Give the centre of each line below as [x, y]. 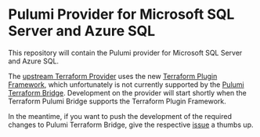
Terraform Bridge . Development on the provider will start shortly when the [127, 92]
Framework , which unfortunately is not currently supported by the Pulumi [126, 85]
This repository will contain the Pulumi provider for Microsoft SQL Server [125, 52]
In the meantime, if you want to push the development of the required [120, 116]
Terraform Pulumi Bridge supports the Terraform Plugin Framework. [117, 101]
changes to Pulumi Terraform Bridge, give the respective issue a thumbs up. [131, 124]
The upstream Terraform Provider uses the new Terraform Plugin [113, 76]
